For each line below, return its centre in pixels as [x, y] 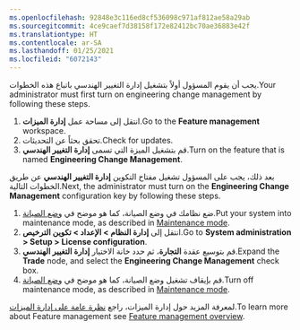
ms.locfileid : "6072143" [56, 59]
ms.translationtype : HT [54, 34]
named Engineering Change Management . [103, 159]
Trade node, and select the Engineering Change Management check [151, 261]
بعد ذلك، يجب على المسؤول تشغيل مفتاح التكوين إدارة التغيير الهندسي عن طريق [142, 177]
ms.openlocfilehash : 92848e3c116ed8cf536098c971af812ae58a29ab [130, 17]
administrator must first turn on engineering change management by [136, 94]
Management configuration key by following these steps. [115, 195]
